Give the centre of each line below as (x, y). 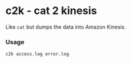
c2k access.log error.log (37, 54)
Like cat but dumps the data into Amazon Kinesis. (66, 27)
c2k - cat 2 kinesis (51, 11)
